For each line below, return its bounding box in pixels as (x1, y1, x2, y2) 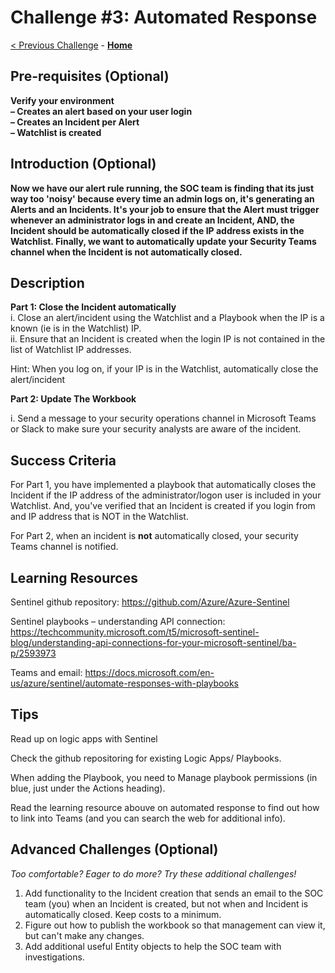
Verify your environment (10, 94, 115, 106)
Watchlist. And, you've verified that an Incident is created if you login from (10, 500, 316, 512)
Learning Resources (10, 569, 138, 586)
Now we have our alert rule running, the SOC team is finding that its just (10, 182, 315, 194)
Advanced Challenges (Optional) (10, 841, 219, 858)
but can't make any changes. (24, 929, 145, 941)
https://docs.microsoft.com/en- (84, 667, 215, 678)
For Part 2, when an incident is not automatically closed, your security (10, 530, 299, 542)
